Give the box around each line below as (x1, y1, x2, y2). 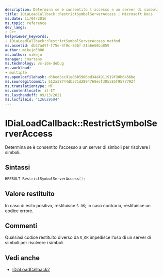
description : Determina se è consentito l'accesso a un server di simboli (5, 7, 160, 12)
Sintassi (5, 163, 30, 172)
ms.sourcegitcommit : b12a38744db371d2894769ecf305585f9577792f (5, 79, 136, 84)
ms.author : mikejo (5, 52, 42, 57)
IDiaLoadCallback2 (12, 267, 50, 273)
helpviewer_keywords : (5, 34, 49, 39)
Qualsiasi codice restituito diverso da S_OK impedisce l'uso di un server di (5, 234, 151, 240)
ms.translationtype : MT (5, 83, 53, 89)
